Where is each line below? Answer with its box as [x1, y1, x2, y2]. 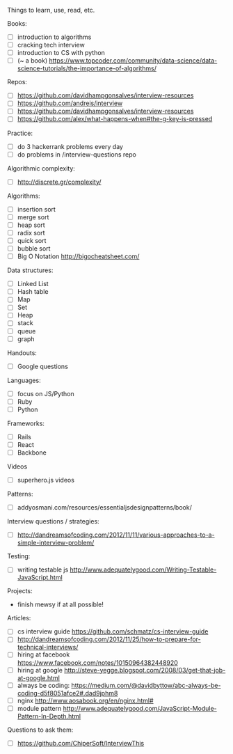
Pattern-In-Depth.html [17, 712, 81, 720]
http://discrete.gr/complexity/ [17, 178, 102, 186]
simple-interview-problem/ [17, 539, 95, 547]
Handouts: [7, 348, 37, 357]
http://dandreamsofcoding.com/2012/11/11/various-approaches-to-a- [17, 531, 215, 539]
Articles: [7, 614, 31, 622]
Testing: [7, 552, 31, 560]
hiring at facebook [17, 650, 70, 659]
